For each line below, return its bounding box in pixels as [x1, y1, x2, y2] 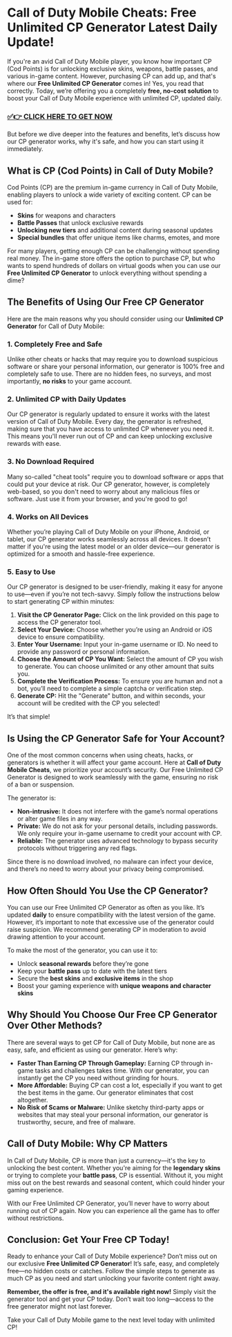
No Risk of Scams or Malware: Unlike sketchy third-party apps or [17, 1103, 204, 1111]
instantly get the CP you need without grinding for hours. [17, 1073, 180, 1082]
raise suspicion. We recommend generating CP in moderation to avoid [7, 925, 206, 933]
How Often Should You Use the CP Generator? [7, 885, 209, 897]
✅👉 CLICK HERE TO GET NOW [7, 111, 113, 121]
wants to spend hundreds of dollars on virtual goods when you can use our [7, 262, 221, 270]
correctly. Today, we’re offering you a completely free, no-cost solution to [7, 87, 219, 95]
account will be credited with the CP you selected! [17, 699, 160, 708]
